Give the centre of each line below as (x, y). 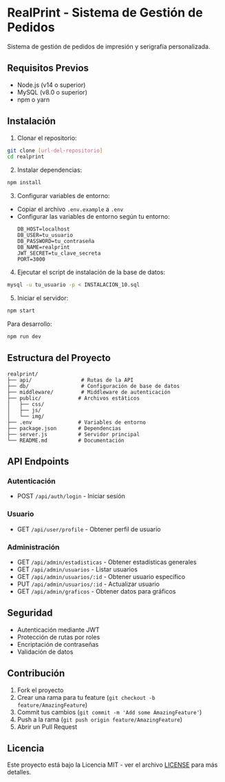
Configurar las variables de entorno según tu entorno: (93, 217)
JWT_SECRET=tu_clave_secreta (59, 253)
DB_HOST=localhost (43, 229)
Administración (33, 547)
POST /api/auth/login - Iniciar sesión (71, 496)
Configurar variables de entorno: (63, 196)
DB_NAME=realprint (43, 247)
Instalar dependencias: (50, 170)
